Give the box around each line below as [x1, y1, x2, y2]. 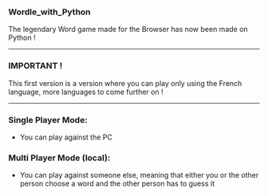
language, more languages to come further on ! [8, 87, 164, 96]
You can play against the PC [19, 132, 113, 142]
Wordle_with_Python [8, 6, 91, 18]
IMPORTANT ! [8, 61, 63, 72]
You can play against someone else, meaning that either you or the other [19, 171, 259, 180]
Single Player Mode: [8, 114, 88, 125]
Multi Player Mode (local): [8, 152, 111, 163]
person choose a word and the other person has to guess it [19, 178, 215, 189]
